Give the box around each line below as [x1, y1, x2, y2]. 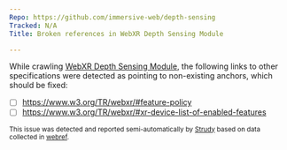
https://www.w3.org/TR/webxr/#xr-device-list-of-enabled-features [21, 107, 268, 117]
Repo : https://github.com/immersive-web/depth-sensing [9, 12, 216, 22]
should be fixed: [9, 80, 68, 91]
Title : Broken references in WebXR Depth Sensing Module [9, 29, 224, 38]
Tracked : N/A [9, 21, 58, 30]
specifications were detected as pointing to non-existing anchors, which [9, 71, 273, 81]
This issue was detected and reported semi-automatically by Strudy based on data [9, 124, 261, 133]
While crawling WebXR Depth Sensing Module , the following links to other [9, 61, 279, 71]
